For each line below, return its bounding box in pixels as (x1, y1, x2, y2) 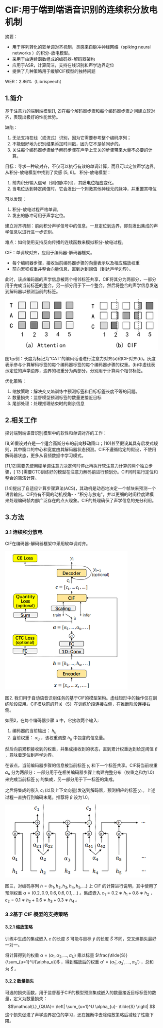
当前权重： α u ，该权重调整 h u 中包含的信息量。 (12, 735, 108, 742)
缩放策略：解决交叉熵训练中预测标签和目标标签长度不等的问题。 (12, 388, 140, 394)
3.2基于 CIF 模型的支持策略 (5, 911, 68, 918)
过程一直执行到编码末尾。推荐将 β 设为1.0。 (5, 794, 92, 800)
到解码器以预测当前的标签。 (5, 288, 61, 294)
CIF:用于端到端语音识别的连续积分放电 (5, 4, 158, 16)
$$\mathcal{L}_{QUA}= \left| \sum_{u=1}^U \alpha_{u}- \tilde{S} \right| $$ (8, 1004, 155, 1010)
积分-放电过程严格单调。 (12, 206, 62, 212)
